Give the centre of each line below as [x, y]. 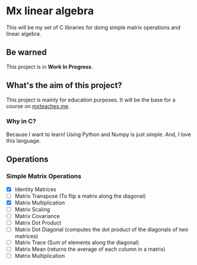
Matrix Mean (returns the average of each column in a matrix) [90, 249]
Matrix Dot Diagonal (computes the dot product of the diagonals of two [101, 229]
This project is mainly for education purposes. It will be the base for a [91, 100]
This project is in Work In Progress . [50, 67]
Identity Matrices [35, 189]
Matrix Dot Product [38, 223]
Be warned [26, 53]
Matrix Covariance [37, 216]
